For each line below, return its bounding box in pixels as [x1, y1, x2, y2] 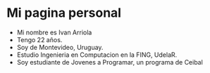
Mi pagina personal [6, 5, 121, 21]
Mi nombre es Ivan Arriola [16, 28, 92, 36]
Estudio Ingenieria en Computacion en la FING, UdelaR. [16, 51, 178, 59]
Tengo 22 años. [16, 35, 63, 44]
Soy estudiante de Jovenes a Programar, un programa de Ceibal [16, 58, 204, 66]
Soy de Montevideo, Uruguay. [16, 43, 104, 51]
